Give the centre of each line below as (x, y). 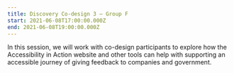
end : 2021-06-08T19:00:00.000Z (54, 27)
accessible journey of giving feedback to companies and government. (110, 62)
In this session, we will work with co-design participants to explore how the (117, 47)
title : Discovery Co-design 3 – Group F (68, 14)
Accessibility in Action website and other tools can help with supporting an (116, 55)
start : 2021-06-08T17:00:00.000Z (57, 21)
